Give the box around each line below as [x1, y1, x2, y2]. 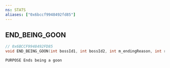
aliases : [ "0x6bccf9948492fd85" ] [5, 12, 76, 17]
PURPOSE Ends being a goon [5, 58, 62, 63]
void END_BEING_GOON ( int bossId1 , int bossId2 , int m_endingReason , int [5, 49, 162, 54]
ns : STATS [5, 7, 26, 13]
